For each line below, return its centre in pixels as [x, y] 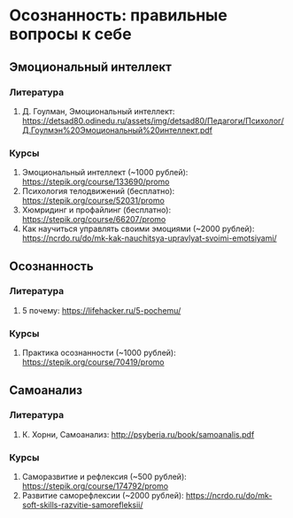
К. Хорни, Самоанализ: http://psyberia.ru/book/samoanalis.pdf [138, 434]
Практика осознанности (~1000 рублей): [99, 353]
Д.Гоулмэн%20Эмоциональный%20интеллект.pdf [117, 130]
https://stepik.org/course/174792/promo [95, 486]
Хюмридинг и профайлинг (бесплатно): [96, 210]
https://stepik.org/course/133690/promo [96, 182]
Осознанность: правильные [118, 15]
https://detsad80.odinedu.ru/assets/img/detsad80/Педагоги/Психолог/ [153, 120]
